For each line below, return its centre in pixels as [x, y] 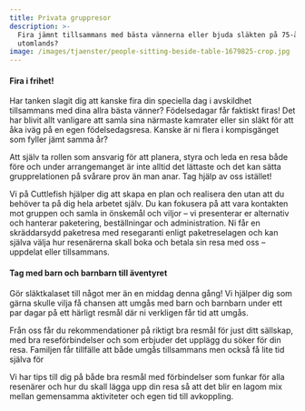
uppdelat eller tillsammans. [60, 252]
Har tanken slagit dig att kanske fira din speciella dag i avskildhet [131, 101]
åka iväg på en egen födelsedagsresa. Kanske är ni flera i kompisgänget [144, 130]
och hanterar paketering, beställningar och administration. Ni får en [135, 223]
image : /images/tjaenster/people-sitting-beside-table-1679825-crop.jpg [150, 52]
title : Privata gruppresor [60, 18]
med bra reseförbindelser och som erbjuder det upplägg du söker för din [145, 340]
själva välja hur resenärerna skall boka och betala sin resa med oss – [138, 243]
